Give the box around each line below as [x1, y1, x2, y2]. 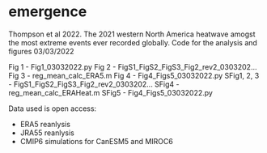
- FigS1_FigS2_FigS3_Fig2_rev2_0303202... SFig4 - [8, 79, 180, 89]
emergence [8, 2, 87, 21]
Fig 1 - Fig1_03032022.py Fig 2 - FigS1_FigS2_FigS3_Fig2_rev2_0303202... [8, 62, 257, 71]
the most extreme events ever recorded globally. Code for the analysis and [8, 37, 257, 47]
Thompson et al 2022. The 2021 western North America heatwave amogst [8, 29, 256, 39]
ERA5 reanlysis [19, 119, 71, 129]
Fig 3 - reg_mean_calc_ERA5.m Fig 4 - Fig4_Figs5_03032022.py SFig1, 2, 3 [8, 70, 260, 80]
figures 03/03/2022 [8, 46, 74, 56]
